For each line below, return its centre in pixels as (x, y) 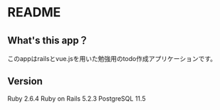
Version (25, 81)
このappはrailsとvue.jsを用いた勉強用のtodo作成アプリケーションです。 (112, 59)
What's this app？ (48, 40)
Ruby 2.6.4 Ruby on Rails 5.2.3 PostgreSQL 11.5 (77, 98)
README (34, 12)
